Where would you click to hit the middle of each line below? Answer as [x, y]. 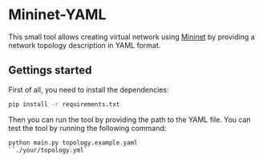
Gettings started [50, 71]
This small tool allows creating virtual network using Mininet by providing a [131, 37]
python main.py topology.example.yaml [73, 142]
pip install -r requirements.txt [64, 104]
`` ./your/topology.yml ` [48, 150]
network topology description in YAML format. [85, 45]
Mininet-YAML [57, 15]
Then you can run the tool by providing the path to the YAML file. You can [129, 119]
